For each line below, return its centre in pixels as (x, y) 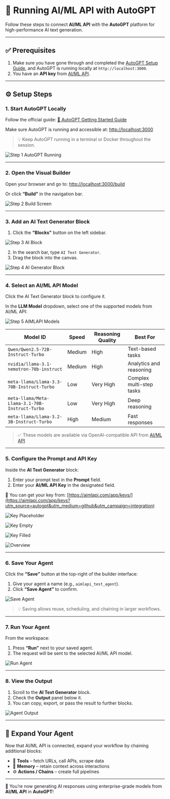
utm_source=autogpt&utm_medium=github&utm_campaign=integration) (80, 506)
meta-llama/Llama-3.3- (35, 382)
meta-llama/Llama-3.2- (35, 417)
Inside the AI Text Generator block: (42, 470)
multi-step (140, 384)
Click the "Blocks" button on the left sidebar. (59, 232)
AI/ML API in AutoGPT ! (30, 792)
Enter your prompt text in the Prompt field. (57, 480)
